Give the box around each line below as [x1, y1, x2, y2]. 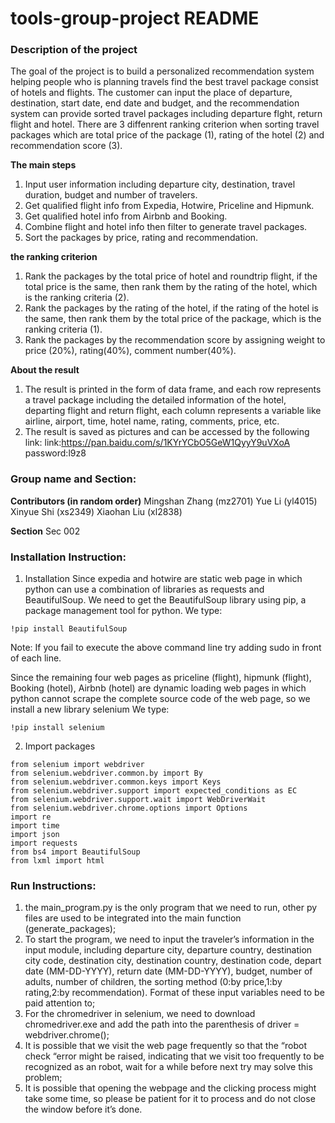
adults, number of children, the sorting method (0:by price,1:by [24, 976, 283, 988]
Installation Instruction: [10, 550, 127, 564]
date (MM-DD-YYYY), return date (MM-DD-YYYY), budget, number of [24, 965, 313, 977]
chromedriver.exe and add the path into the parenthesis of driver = [24, 1018, 300, 1031]
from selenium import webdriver [10, 760, 145, 770]
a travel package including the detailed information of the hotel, [24, 394, 287, 406]
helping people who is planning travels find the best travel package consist [10, 76, 319, 88]
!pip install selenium [10, 723, 105, 733]
